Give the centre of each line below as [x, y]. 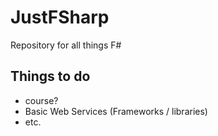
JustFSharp [60, 17]
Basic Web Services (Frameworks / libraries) [116, 111]
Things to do [50, 76]
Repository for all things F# [66, 45]
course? [41, 100]
